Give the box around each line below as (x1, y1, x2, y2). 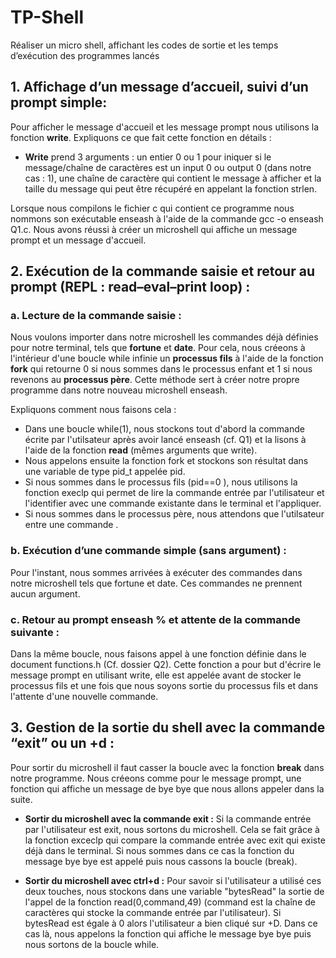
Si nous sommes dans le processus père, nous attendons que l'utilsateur (24, 508, 325, 520)
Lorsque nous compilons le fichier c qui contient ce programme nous (10, 202, 295, 214)
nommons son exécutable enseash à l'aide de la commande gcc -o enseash (10, 212, 324, 225)
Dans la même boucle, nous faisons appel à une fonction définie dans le (10, 648, 307, 660)
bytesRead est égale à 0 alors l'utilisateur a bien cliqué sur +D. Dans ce (24, 917, 318, 929)
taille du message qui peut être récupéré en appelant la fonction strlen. (24, 182, 318, 195)
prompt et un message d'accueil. (10, 234, 147, 246)
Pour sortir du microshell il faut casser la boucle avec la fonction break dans (10, 761, 325, 773)
